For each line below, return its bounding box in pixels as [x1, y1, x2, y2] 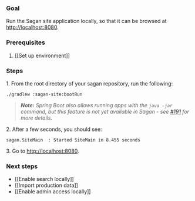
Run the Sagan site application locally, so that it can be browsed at [6, 18, 167, 25]
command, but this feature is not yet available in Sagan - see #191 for [20, 108, 190, 115]
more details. [20, 114, 53, 121]
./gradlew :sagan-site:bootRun [6, 91, 83, 97]
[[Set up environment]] [14, 52, 70, 59]
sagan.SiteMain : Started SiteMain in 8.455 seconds [6, 137, 141, 143]
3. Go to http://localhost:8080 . [6, 147, 79, 154]
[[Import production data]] [14, 182, 78, 189]
